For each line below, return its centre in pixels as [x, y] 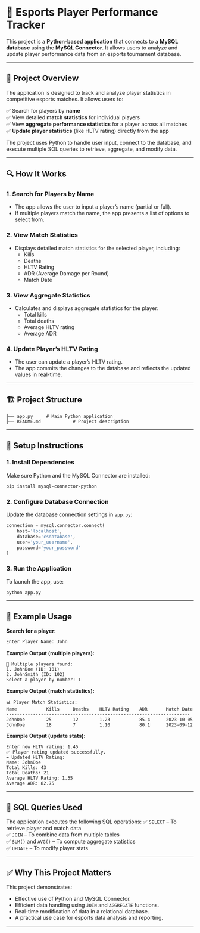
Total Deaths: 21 [28, 773]
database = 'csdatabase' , [46, 537]
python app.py [24, 593]
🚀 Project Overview [43, 78]
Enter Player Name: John [37, 642]
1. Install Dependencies [40, 463]
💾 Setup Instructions [45, 446]
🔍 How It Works [36, 174]
